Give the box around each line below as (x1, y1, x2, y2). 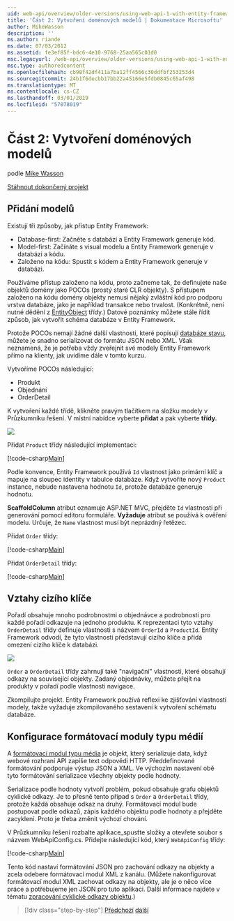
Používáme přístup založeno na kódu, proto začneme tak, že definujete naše (7, 278, 227, 286)
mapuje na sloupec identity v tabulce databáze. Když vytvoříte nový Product (7, 475, 226, 483)
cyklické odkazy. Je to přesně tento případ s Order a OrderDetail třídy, (7, 793, 209, 801)
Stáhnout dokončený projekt (7, 182, 89, 191)
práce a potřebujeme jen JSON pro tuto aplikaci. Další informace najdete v (7, 885, 221, 894)
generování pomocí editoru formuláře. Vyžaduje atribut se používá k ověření (7, 510, 227, 519)
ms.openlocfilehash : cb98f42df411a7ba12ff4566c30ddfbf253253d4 (7, 68, 195, 75)
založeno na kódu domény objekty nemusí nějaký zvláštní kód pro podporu (7, 293, 223, 301)
